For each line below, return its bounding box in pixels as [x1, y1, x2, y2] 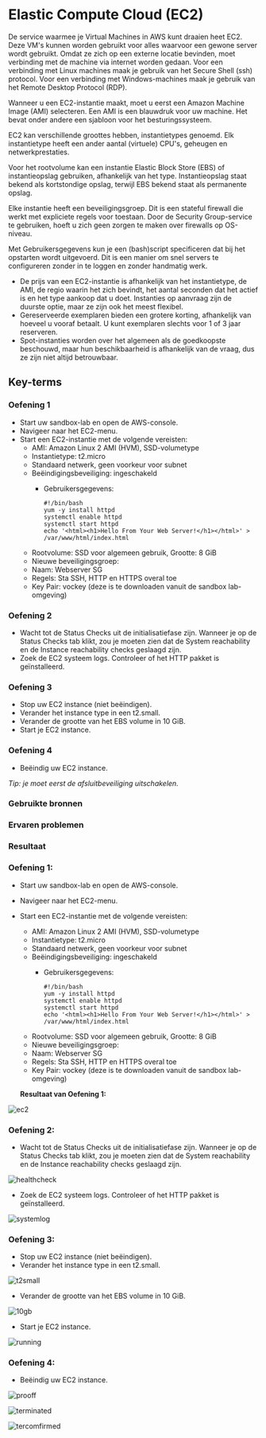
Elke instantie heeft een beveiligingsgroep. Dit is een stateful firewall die [8, 203, 244, 212]
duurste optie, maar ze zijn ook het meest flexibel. [19, 301, 184, 311]
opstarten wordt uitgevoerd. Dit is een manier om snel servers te [8, 252, 219, 262]
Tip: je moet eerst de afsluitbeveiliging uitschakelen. [8, 778, 179, 788]
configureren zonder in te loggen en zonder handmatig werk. [8, 261, 208, 270]
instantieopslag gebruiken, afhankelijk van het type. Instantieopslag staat [8, 171, 247, 181]
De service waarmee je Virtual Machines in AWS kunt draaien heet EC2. [8, 32, 243, 41]
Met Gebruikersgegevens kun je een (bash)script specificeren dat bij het [8, 244, 246, 254]
